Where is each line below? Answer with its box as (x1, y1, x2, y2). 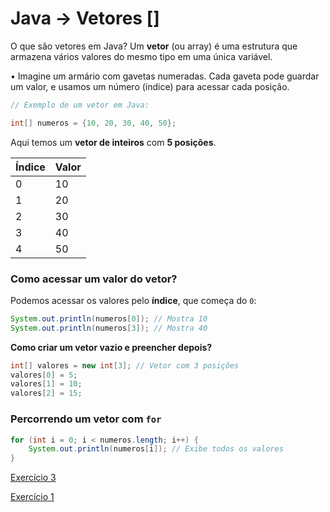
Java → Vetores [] (10, 7, 160, 30)
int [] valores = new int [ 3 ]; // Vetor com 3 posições (10, 360, 240, 371)
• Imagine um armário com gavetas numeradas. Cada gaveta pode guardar (10, 70, 320, 82)
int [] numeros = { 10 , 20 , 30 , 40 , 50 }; (10, 118, 177, 128)
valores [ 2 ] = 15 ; (10, 388, 83, 399)
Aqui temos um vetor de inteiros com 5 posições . (10, 136, 217, 148)
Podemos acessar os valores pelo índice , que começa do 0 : (10, 294, 257, 306)
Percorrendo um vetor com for (10, 412, 162, 426)
